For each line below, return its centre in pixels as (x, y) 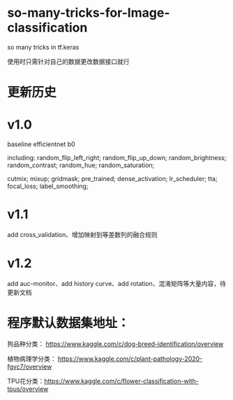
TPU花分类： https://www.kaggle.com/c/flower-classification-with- (103, 381)
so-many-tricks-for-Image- (89, 13)
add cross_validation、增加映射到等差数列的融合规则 (82, 235)
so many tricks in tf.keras (43, 47)
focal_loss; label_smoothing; (48, 186)
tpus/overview (28, 389)
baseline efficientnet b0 (41, 144)
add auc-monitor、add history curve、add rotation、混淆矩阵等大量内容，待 (117, 283)
